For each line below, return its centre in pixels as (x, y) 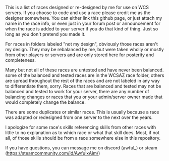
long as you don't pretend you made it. (45, 34)
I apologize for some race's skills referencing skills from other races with (81, 127)
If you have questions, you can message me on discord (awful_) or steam (81, 148)
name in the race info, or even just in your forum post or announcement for (83, 23)
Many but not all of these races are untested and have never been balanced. (84, 70)
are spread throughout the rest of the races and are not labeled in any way (82, 81)
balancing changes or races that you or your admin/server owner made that (84, 97)
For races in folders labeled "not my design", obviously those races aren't (81, 44)
